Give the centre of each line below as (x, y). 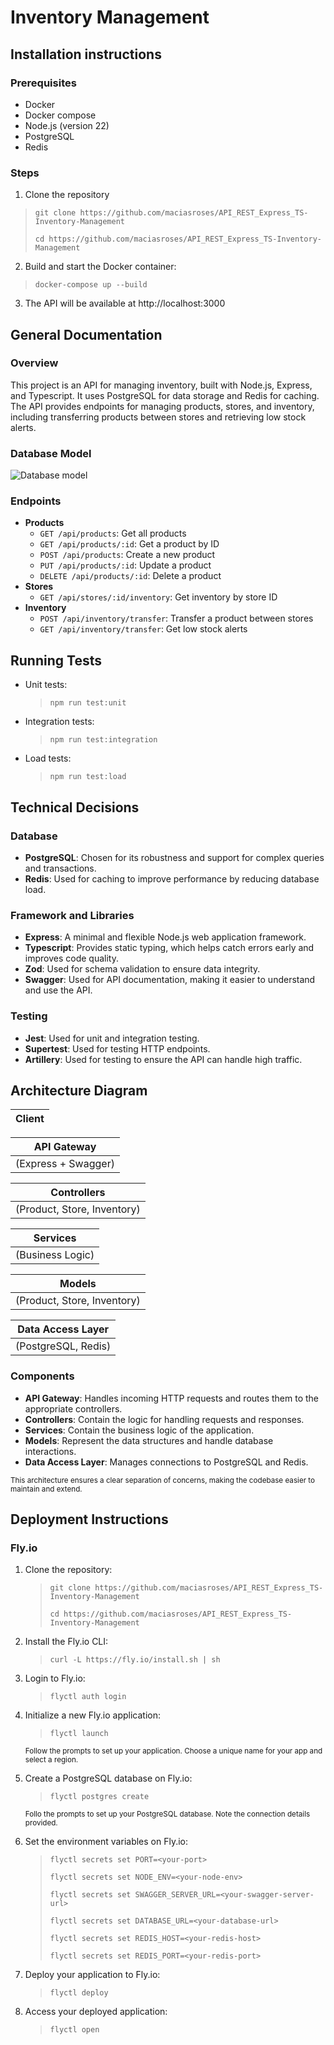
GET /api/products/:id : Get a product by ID (129, 544)
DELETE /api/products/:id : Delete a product (130, 576)
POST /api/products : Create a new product (127, 555)
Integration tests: (59, 722)
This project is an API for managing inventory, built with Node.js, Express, (161, 385)
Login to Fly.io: (55, 1678)
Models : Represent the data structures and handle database (149, 1440)
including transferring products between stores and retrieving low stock (158, 417)
